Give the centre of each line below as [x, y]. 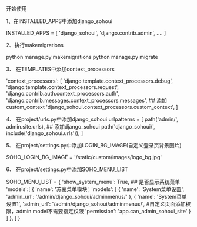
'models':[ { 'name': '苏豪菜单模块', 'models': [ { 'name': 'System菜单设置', [95, 189]
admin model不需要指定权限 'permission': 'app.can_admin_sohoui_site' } [103, 211]
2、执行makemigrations [35, 45]
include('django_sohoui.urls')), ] [45, 133]
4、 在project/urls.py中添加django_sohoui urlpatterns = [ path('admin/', [92, 119]
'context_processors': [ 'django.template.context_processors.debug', [90, 81]
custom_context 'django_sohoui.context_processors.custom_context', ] [92, 107]
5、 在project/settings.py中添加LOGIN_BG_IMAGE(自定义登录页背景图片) [94, 145]
